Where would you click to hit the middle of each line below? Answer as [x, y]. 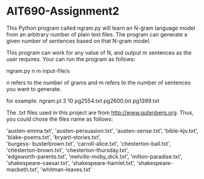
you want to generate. [34, 89]
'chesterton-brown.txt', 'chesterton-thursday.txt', [68, 150]
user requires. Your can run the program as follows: [71, 59]
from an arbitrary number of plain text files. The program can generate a [97, 34]
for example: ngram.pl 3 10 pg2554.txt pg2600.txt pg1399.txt [83, 101]
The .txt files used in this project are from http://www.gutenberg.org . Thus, [100, 112]
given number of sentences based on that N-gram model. [79, 41]
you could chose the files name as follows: [60, 119]
